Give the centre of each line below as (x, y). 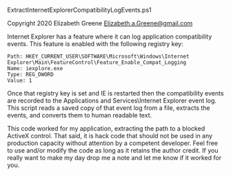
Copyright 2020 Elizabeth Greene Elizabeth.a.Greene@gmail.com (100, 23)
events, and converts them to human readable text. (80, 115)
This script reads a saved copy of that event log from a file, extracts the (109, 108)
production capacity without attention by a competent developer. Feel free (113, 143)
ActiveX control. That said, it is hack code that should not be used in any (110, 136)
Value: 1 (20, 80)
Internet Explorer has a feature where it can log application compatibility (110, 36)
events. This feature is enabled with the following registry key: (96, 44)
